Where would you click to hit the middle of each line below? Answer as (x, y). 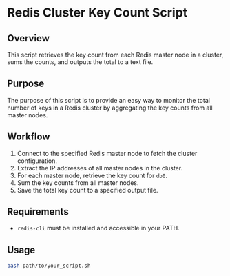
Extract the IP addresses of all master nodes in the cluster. (100, 168)
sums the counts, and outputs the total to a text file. (80, 62)
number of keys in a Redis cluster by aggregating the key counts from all (110, 108)
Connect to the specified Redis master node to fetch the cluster (107, 153)
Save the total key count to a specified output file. (87, 190)
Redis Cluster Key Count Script (97, 13)
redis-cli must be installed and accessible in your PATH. (98, 228)
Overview (29, 38)
